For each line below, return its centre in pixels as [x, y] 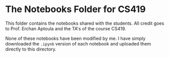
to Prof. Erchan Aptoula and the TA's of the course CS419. [66, 28]
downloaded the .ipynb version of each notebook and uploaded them [78, 43]
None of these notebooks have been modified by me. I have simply [76, 38]
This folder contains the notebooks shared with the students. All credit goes [85, 23]
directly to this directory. [31, 49]
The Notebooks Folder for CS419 [76, 9]
